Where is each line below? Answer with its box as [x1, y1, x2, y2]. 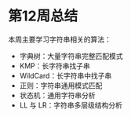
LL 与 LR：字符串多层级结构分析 [19, 100, 123, 110]
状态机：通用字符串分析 [19, 90, 96, 100]
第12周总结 [8, 7, 78, 25]
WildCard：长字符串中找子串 [19, 71, 112, 80]
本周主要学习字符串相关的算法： [8, 35, 111, 44]
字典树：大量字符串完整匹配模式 [19, 51, 123, 60]
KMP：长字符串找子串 [19, 60, 90, 71]
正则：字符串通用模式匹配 [19, 80, 103, 90]
